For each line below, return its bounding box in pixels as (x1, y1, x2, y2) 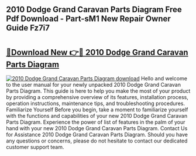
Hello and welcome (140, 75, 187, 82)
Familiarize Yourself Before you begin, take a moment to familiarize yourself (6, 106, 188, 113)
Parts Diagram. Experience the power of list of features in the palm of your (6, 118, 185, 126)
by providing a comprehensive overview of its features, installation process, (6, 94, 188, 100)
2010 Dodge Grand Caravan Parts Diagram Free (6, 5, 183, 15)
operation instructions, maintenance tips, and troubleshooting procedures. (6, 100, 185, 107)
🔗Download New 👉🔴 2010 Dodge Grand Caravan (6, 47, 188, 57)
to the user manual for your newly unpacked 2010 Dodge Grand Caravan (6, 82, 181, 88)
